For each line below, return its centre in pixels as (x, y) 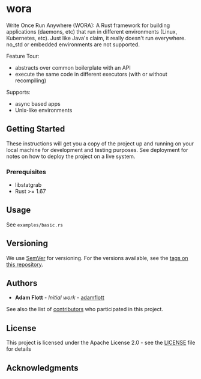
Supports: (19, 92)
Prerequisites (26, 172)
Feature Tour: (23, 56)
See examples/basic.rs (34, 225)
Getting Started (36, 129)
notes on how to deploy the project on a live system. (71, 156)
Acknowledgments (43, 368)
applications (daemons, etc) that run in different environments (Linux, (92, 31)
